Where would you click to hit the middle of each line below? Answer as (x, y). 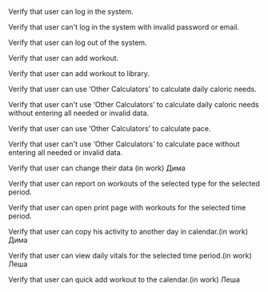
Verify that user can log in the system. (71, 12)
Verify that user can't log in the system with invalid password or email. (124, 27)
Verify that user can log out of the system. (78, 42)
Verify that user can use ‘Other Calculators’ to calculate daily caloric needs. (133, 89)
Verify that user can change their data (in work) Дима (97, 168)
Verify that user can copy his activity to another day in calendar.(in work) (128, 232)
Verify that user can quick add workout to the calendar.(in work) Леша (124, 280)
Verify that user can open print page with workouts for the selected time (127, 208)
